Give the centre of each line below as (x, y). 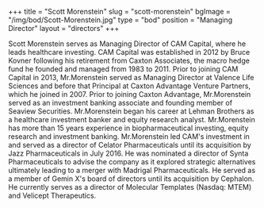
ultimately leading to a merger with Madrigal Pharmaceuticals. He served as (132, 170)
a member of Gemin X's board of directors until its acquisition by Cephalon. (131, 179)
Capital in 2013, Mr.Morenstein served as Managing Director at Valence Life (132, 77)
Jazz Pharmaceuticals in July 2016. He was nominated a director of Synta (128, 153)
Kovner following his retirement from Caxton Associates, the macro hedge (129, 60)
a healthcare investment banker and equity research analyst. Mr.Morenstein (132, 119)
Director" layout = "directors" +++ (64, 28)
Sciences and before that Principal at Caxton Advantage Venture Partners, (130, 86)
